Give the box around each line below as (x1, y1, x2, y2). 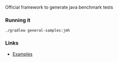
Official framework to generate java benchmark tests (5, 4, 114, 10)
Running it (5, 16, 31, 23)
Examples (12, 51, 33, 57)
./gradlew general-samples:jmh (5, 28, 70, 33)
